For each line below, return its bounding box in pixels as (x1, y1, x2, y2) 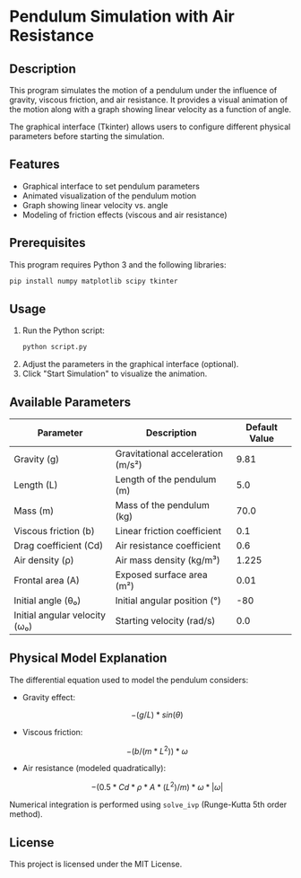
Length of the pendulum (115, 473, 217, 486)
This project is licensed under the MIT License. (9, 858, 183, 869)
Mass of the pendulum (115, 499, 211, 511)
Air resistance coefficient (115, 540, 221, 551)
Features (9, 157, 60, 172)
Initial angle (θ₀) (13, 594, 82, 607)
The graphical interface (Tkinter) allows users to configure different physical (9, 121, 291, 132)
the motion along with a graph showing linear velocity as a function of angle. (9, 104, 292, 114)
